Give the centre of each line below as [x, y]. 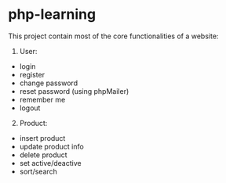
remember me [42, 99]
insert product [42, 138]
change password [49, 83]
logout [30, 108]
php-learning [52, 14]
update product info [51, 146]
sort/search [38, 171]
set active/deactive [50, 163]
